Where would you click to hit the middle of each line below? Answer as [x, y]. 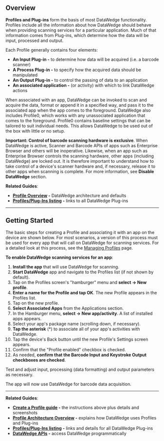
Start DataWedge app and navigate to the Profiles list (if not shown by [83, 272]
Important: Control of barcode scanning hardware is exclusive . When [77, 140]
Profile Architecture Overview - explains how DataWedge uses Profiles [84, 418]
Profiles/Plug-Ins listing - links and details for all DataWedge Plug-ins [83, 428]
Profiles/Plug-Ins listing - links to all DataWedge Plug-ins [70, 201]
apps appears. [27, 318]
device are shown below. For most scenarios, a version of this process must [82, 237]
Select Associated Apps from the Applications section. [68, 308]
